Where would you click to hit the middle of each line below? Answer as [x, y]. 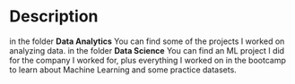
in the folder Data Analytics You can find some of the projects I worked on [147, 41]
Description [54, 17]
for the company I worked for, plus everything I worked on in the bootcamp [148, 60]
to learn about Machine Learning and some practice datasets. [123, 70]
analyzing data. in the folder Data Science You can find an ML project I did [147, 50]
